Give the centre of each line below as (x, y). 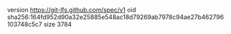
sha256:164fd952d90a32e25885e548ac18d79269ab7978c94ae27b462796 (115, 17)
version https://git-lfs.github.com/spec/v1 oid (72, 10)
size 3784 (58, 24)
